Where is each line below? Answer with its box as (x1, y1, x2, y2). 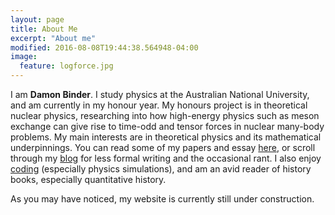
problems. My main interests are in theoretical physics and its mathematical (10, 131, 322, 143)
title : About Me (10, 24, 78, 34)
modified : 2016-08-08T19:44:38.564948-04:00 (10, 42, 199, 53)
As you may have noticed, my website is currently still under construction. (10, 193, 315, 205)
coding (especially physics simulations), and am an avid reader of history (10, 163, 312, 175)
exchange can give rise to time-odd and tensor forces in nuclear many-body (10, 121, 325, 132)
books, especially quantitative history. (10, 174, 167, 185)
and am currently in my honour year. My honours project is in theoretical (10, 99, 308, 111)
